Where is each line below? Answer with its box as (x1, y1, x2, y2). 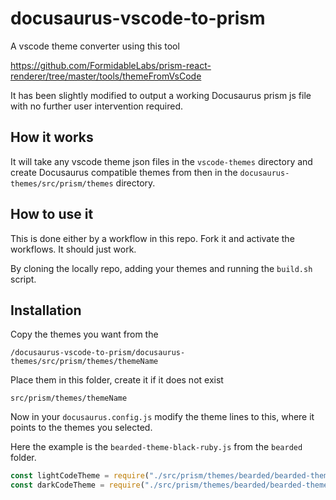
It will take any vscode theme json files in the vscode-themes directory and (10, 155, 313, 167)
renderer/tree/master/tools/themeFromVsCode (10, 70, 202, 82)
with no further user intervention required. (10, 100, 184, 112)
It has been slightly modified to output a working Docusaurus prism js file (10, 89, 312, 101)
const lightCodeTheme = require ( (10, 471, 150, 481)
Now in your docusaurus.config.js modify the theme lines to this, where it (10, 411, 315, 423)
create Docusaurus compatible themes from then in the (10, 166, 238, 178)
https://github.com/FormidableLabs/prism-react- (10, 59, 212, 71)
